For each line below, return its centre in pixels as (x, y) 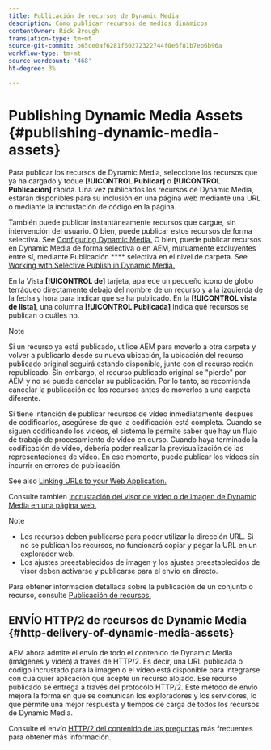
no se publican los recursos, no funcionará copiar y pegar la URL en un (138, 545)
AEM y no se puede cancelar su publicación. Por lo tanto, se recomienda (129, 381)
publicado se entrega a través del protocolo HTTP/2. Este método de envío (133, 687)
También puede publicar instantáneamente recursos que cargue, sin (122, 222)
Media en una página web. (53, 505)
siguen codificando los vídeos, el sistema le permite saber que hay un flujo (133, 431)
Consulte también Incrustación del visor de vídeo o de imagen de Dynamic (133, 496)
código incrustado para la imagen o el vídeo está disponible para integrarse (134, 670)
